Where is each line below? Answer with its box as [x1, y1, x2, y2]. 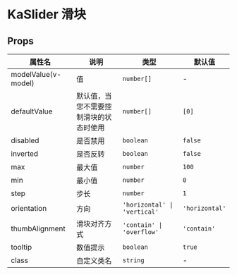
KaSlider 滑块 [7, 6, 87, 23]
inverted [11, 149, 39, 159]
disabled [11, 135, 39, 145]
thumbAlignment [11, 224, 66, 233]
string [122, 257, 145, 264]
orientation [11, 204, 47, 213]
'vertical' [122, 208, 159, 216]
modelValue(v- [11, 70, 62, 79]
